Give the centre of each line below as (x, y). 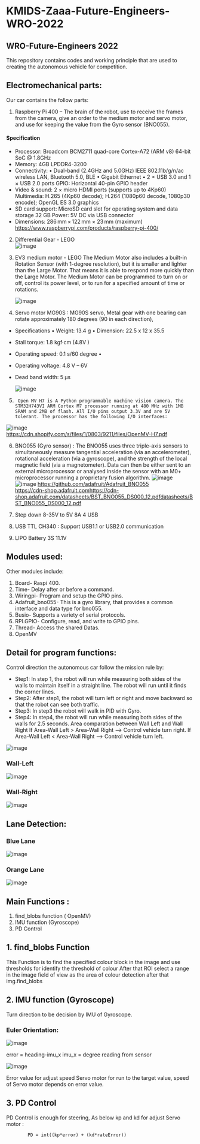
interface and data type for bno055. (59, 608)
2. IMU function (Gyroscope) (60, 1000)
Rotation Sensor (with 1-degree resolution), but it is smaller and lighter (101, 264)
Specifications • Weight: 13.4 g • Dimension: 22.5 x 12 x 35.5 (90, 331)
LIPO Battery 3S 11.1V (41, 538)
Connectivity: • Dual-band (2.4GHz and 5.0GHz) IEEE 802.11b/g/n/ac (99, 171)
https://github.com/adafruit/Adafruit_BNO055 (93, 484)
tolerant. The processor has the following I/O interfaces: (91, 417)
